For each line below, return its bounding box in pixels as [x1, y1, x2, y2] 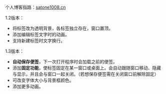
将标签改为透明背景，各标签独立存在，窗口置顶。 [12, 25, 113, 31]
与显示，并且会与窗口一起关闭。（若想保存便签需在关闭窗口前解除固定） [12, 71, 159, 77]
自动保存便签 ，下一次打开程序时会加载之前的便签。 [12, 59, 118, 64]
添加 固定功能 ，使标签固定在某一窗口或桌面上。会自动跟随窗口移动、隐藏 [12, 65, 161, 71]
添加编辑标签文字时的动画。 [12, 32, 70, 37]
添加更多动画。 [12, 84, 43, 89]
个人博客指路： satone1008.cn [5, 4, 66, 10]
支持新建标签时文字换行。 [12, 38, 65, 44]
